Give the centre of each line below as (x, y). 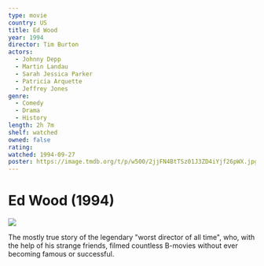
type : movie (27, 15)
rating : (21, 147)
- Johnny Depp (38, 60)
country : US (27, 23)
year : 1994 (26, 37)
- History (31, 118)
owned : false (29, 140)
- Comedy (29, 103)
